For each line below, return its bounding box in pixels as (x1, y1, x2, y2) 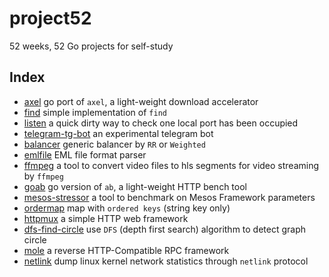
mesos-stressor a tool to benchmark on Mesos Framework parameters (23, 191, 316, 203)
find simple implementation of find (23, 106, 167, 118)
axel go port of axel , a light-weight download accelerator (23, 95, 259, 107)
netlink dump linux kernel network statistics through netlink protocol (23, 255, 309, 267)
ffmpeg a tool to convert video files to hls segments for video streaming (23, 159, 320, 171)
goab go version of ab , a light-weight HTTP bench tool (23, 180, 247, 192)
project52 (9, 7, 92, 30)
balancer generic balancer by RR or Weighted (23, 138, 206, 150)
